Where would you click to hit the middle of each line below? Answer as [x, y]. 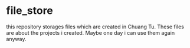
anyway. [16, 39]
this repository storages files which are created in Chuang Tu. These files [95, 27]
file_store [30, 11]
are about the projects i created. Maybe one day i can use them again [91, 32]
